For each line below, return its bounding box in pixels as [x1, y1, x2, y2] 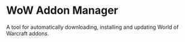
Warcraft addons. [6, 29, 49, 37]
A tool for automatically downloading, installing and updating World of [6, 23, 179, 31]
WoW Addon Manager [6, 4, 118, 17]
